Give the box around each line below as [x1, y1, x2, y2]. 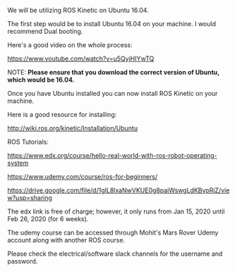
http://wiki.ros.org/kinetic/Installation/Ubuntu [7, 124, 138, 132]
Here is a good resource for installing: [7, 111, 117, 118]
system [7, 159, 29, 167]
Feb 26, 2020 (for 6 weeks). [7, 215, 89, 223]
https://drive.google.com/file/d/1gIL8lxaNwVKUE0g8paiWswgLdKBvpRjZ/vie [7, 186, 230, 194]
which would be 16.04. [7, 75, 75, 84]
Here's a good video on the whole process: [7, 41, 133, 49]
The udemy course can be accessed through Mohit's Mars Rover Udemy [7, 228, 219, 237]
